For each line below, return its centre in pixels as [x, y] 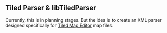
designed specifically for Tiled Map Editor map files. [59, 25]
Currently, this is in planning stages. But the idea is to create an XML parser [84, 20]
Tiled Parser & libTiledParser [51, 8]
